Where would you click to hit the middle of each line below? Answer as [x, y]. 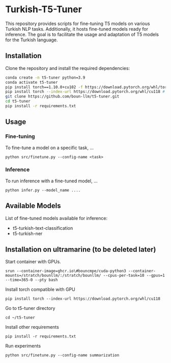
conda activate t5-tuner [32, 82]
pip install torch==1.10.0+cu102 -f [44, 87]
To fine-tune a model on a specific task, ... [50, 148]
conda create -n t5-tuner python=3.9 [45, 78]
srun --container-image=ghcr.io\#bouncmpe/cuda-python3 [66, 271]
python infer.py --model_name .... [43, 190]
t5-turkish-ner [27, 233]
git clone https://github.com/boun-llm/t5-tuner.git [62, 96]
